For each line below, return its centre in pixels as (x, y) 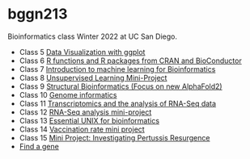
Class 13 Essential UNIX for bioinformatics (89, 120)
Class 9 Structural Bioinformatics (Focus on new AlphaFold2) (121, 86)
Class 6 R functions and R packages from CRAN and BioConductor (130, 61)
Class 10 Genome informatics (68, 94)
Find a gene (39, 146)
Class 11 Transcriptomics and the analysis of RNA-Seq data (117, 103)
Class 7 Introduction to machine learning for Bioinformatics (117, 69)
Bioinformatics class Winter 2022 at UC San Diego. (92, 36)
